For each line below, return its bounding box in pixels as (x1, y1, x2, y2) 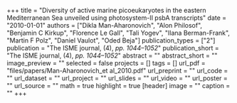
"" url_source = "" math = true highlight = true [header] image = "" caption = (6, 82, 231, 90)
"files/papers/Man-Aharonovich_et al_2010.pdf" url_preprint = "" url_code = (6, 67, 228, 75)
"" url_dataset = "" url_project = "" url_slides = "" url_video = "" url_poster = (6, 74, 228, 82)
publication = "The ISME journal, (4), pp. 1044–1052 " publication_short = (6, 44, 220, 52)
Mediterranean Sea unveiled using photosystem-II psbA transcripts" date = (6, 13, 227, 22)
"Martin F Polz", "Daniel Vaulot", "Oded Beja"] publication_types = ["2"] (6, 36, 216, 45)
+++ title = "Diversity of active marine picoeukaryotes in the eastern (6, 6, 207, 14)
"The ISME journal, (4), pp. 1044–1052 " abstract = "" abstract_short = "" (6, 51, 218, 60)
